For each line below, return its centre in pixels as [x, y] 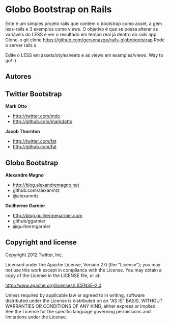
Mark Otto [16, 106]
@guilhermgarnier [32, 226]
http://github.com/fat [35, 147]
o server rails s [21, 45]
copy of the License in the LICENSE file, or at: [53, 275]
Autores [18, 77]
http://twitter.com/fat [35, 141]
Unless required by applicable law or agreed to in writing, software [75, 295]
